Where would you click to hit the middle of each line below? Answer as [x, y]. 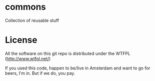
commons [26, 7]
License [21, 40]
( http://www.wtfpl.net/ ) [28, 58]
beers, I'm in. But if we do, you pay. [40, 73]
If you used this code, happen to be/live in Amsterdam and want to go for [78, 68]
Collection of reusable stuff [32, 20]
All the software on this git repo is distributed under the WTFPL [68, 53]
